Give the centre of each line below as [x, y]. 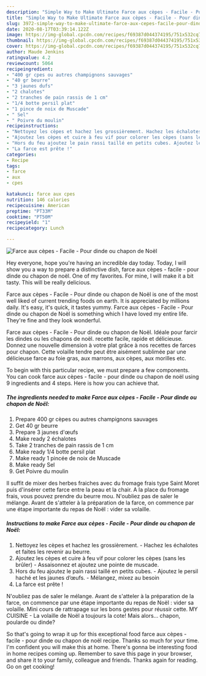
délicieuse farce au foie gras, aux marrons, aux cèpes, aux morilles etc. [97, 358]
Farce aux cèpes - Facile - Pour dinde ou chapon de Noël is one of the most [102, 294]
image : [15, 35]
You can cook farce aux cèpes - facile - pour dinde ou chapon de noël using [103, 377]
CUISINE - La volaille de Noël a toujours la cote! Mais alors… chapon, [93, 615]
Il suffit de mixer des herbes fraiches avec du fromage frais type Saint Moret [103, 483]
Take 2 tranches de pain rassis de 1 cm [64, 445]
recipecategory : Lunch [35, 228]
